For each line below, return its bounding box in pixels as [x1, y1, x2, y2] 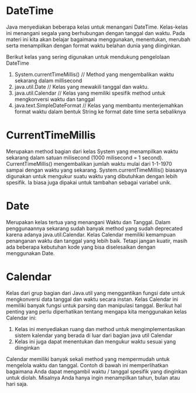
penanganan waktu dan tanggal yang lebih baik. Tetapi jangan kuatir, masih [6, 237, 188, 244]
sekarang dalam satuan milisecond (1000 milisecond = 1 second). [6, 154, 164, 161]
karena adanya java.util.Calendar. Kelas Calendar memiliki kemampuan [6, 231, 176, 238]
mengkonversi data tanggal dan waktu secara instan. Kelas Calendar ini [6, 295, 178, 302]
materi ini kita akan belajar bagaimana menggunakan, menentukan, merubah [6, 36, 191, 43]
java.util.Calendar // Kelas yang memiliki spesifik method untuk [14, 89, 166, 96]
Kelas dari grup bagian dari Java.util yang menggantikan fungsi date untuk [6, 289, 185, 296]
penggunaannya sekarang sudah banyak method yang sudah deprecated [6, 225, 183, 232]
